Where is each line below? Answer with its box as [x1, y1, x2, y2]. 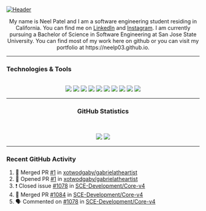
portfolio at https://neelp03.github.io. [56, 44, 150, 51]
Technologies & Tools [6, 64, 72, 73]
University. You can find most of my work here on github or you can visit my [7, 37, 199, 44]
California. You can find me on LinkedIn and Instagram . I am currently [15, 25, 191, 31]
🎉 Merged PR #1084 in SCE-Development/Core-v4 [15, 191, 143, 198]
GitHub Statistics [77, 107, 129, 116]
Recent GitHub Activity [6, 155, 77, 163]
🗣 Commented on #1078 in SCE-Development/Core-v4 [15, 198, 156, 205]
